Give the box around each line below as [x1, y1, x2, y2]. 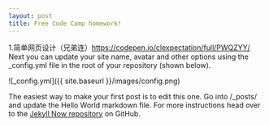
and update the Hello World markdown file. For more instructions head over [8, 100, 261, 110]
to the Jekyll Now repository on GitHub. [8, 108, 141, 118]
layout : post [8, 11, 53, 20]
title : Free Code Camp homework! [8, 19, 122, 27]
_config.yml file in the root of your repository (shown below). [8, 60, 211, 69]
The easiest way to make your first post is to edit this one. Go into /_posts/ [8, 91, 258, 101]
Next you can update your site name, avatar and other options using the [8, 52, 249, 61]
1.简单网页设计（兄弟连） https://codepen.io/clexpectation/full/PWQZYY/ [8, 42, 250, 52]
